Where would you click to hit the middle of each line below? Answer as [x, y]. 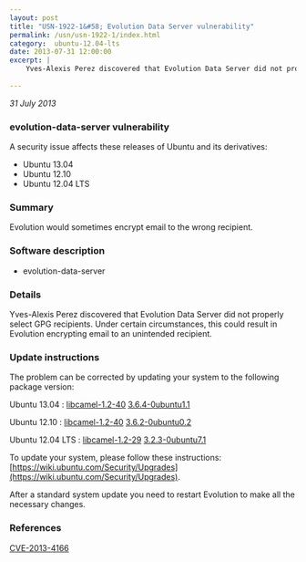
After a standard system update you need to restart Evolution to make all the [153, 494]
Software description [57, 251]
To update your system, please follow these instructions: [115, 458]
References [36, 528]
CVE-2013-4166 [40, 547]
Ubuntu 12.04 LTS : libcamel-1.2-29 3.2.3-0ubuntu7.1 [108, 440]
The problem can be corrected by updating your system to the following [144, 377]
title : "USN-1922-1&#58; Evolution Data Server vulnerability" [132, 26]
